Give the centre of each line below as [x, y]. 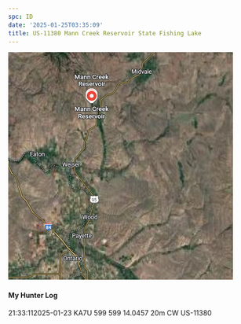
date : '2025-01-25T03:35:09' [56, 25]
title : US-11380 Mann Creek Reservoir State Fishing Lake [105, 33]
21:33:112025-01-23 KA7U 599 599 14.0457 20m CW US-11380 [110, 313]
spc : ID [21, 17]
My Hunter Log [33, 295]
